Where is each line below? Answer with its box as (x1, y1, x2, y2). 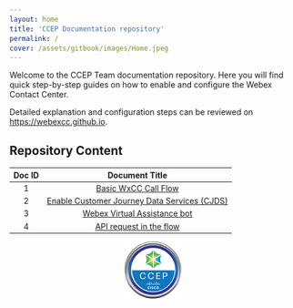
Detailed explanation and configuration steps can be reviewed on (9, 107, 254, 118)
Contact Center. (9, 89, 69, 100)
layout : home (9, 15, 59, 24)
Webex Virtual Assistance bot (82, 208, 193, 219)
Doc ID (13, 169, 39, 180)
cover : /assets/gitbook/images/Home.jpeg (9, 44, 169, 53)
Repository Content (9, 142, 123, 159)
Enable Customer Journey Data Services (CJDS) (46, 196, 228, 207)
